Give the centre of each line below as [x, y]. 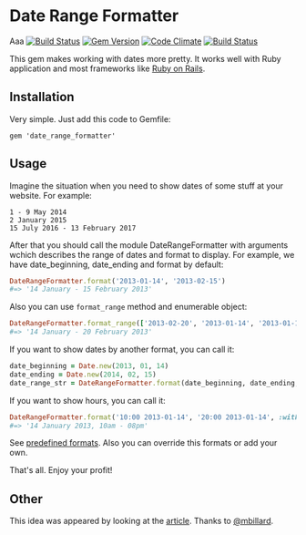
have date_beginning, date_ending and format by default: [117, 264]
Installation [42, 97]
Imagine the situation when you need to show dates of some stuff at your [147, 185]
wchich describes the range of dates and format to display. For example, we [152, 254]
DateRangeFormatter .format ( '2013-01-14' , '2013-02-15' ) [117, 281]
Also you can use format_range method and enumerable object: [128, 307]
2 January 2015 [38, 220]
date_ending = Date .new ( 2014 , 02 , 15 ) [83, 375]
